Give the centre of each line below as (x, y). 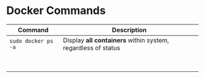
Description (129, 30)
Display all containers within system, (116, 40)
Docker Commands (56, 11)
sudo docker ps (31, 41)
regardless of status (92, 48)
